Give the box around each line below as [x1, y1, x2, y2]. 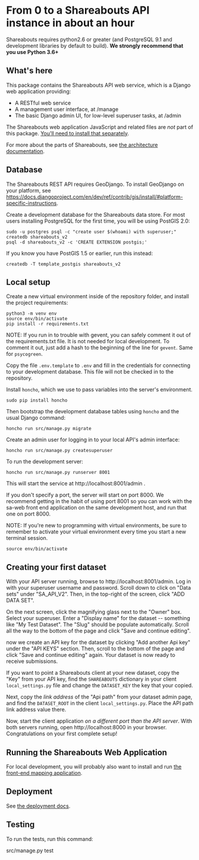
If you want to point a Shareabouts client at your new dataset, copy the [6, 669, 179, 676]
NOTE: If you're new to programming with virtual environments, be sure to [6, 522, 187, 529]
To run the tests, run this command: [6, 835, 93, 842]
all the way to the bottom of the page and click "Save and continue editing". [6, 627, 191, 634]
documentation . [6, 147, 45, 154]
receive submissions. [6, 657, 58, 665]
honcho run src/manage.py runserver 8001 [6, 470, 110, 476]
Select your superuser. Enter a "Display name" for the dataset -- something [6, 615, 190, 622]
